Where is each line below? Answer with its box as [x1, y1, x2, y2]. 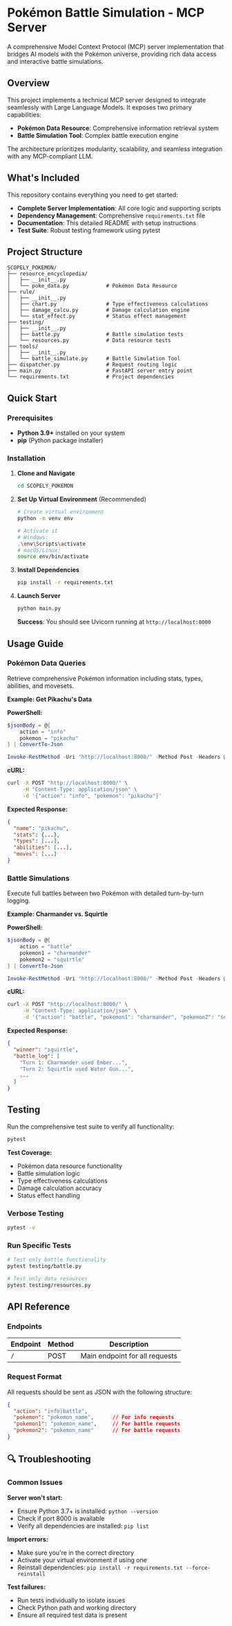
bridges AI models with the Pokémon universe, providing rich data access [7, 50, 217, 58]
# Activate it [17, 527, 58, 534]
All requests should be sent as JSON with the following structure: [7, 1388, 193, 1396]
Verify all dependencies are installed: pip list [17, 1521, 150, 1530]
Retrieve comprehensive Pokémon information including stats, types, [7, 674, 203, 682]
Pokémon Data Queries [7, 658, 86, 668]
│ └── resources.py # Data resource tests [7, 337, 171, 344]
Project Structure [7, 246, 83, 258]
